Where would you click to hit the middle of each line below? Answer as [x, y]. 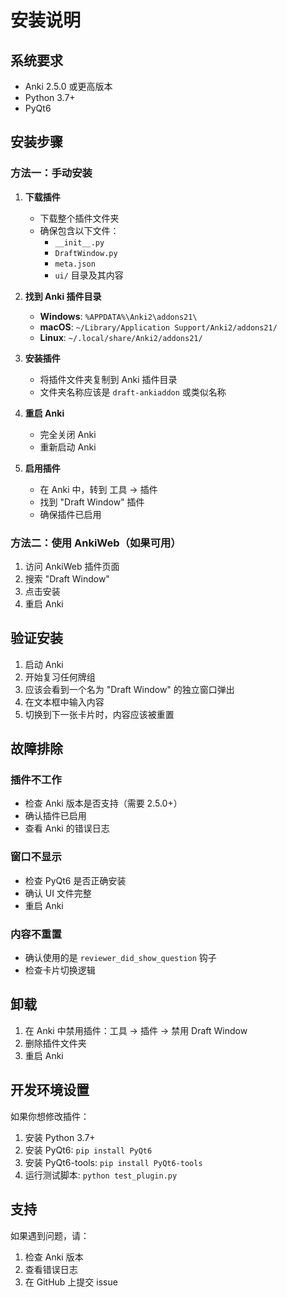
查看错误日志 [51, 1269]
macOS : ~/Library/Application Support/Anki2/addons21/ [158, 327]
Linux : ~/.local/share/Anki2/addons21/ [121, 337]
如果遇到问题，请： [50, 1235]
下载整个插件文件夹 [79, 218]
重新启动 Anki [68, 447]
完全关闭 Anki [68, 434]
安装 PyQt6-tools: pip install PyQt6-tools [113, 1162]
